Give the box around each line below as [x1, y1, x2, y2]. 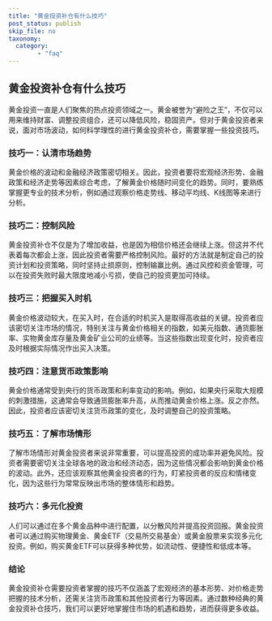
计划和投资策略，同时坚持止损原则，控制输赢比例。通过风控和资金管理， [15, 261, 257, 270]
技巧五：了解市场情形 [8, 428, 91, 439]
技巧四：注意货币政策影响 [8, 365, 108, 377]
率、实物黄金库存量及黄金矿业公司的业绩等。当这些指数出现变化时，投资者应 [8, 333, 264, 343]
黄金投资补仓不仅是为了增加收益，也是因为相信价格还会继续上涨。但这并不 [8, 240, 257, 250]
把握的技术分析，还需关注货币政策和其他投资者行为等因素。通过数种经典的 [8, 593, 257, 603]
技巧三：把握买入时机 [8, 293, 91, 304]
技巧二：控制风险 [8, 220, 75, 231]
